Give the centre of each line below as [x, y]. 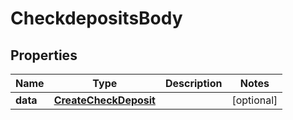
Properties [44, 55]
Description [193, 83]
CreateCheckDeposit [104, 100]
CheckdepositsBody [96, 18]
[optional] [254, 100]
